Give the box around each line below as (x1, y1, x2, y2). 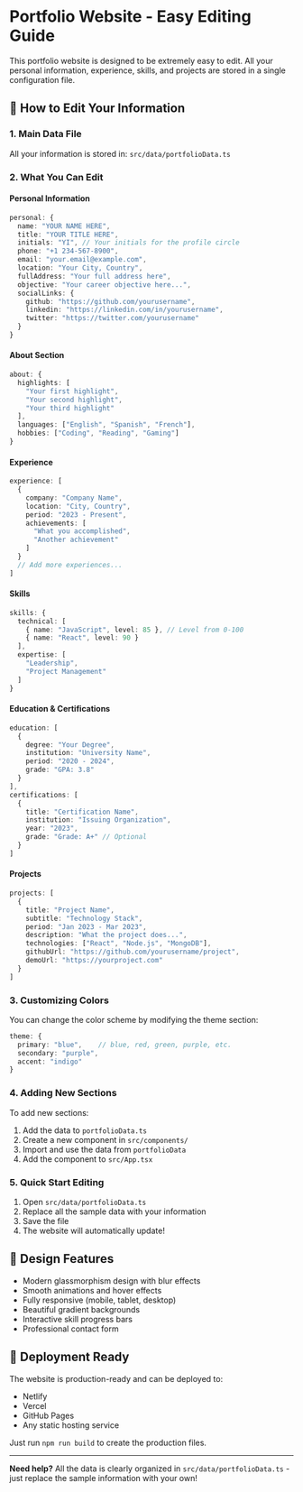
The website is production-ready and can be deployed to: (9, 1373, 224, 1384)
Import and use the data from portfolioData (22, 1144, 187, 1155)
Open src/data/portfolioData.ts (22, 1196, 147, 1207)
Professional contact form (22, 1323, 119, 1334)
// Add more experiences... (17, 560, 124, 569)
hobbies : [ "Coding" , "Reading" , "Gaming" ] (17, 428, 179, 438)
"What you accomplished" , (32, 527, 131, 536)
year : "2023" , (25, 824, 78, 833)
